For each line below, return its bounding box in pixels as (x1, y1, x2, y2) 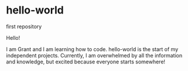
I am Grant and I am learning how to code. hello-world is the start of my (6, 45, 179, 53)
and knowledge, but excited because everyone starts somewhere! (6, 58, 166, 65)
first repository (6, 23, 42, 30)
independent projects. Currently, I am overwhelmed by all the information (6, 52, 183, 59)
